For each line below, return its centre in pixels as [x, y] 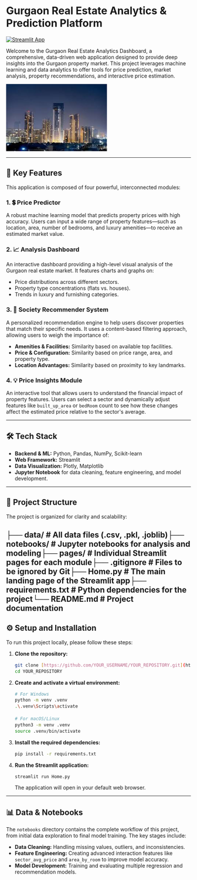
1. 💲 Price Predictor [33, 202]
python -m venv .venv [41, 700]
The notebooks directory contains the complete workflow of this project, [93, 830]
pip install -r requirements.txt [55, 754]
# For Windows [32, 694]
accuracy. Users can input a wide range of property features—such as [91, 222]
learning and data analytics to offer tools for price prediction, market [89, 69]
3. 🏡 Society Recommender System [57, 310]
